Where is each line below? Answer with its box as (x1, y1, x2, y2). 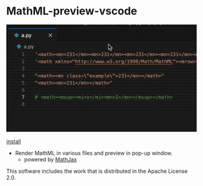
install (6, 137, 21, 145)
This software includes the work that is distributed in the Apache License (6, 167, 188, 175)
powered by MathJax (24, 155, 77, 163)
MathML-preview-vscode (6, 4, 138, 18)
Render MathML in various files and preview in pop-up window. (14, 149, 173, 157)
